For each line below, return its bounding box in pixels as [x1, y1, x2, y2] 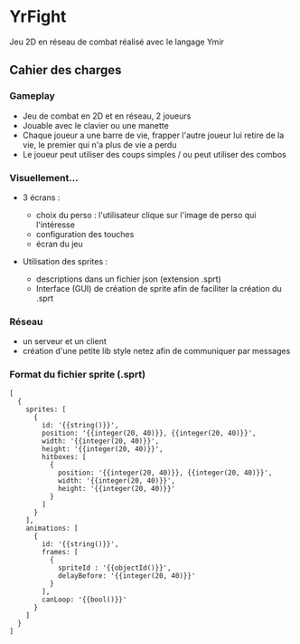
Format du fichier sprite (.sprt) [9, 369, 146, 381]
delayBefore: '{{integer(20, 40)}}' [57, 571, 196, 581]
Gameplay [9, 90, 56, 102]
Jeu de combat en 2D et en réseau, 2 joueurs [22, 111, 192, 121]
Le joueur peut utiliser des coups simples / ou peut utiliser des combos [22, 149, 286, 159]
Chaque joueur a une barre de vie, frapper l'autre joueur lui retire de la [22, 130, 285, 140]
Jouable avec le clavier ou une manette [22, 120, 169, 130]
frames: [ [42, 547, 79, 556]
